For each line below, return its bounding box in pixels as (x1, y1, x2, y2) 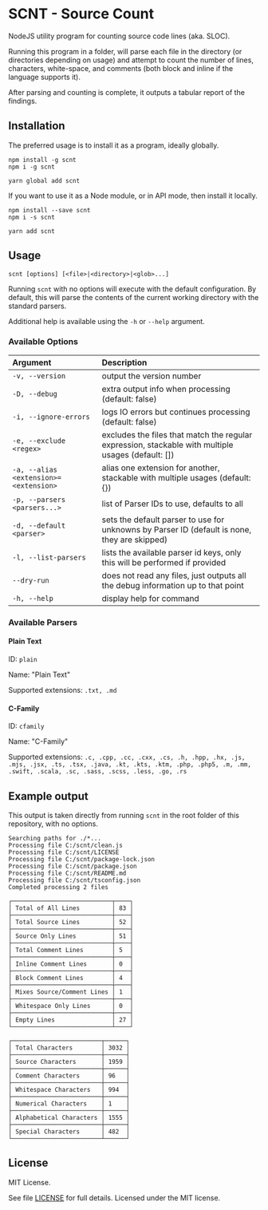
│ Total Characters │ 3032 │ (8, 1044, 130, 1052)
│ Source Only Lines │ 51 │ (8, 932, 134, 940)
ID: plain (8, 654, 37, 663)
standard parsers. (8, 301, 67, 310)
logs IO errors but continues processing (101, 406, 250, 417)
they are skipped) (101, 534, 167, 545)
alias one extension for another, (101, 462, 220, 473)
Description (101, 357, 148, 368)
